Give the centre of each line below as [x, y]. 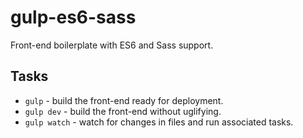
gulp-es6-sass [73, 17]
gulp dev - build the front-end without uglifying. [123, 111]
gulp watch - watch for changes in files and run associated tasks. [159, 122]
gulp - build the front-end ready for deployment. [124, 100]
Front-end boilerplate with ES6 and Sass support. [112, 45]
